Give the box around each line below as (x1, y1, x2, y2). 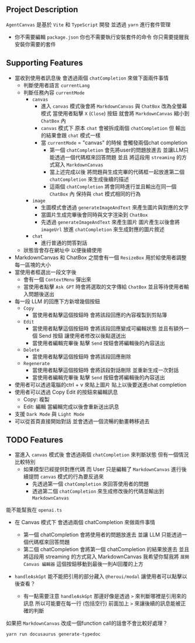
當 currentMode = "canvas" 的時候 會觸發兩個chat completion (40, 139, 187, 146)
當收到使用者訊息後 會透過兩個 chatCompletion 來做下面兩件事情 (14, 74, 169, 81)
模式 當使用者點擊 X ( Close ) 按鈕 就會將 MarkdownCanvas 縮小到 (40, 109, 190, 116)
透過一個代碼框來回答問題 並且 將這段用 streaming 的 (54, 153, 182, 160)
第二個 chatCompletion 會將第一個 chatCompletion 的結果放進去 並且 (23, 546, 190, 553)
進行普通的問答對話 (40, 239, 88, 246)
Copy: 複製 (23, 396, 50, 403)
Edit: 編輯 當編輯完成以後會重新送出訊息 (23, 403, 119, 410)
